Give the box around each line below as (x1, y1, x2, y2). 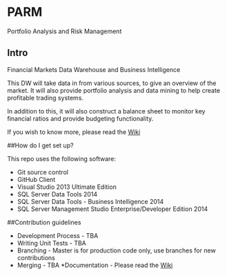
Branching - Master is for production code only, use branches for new (17, 246, 216, 255)
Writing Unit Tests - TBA (17, 239, 86, 247)
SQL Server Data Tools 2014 (17, 190, 98, 198)
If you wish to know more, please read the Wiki (7, 127, 141, 136)
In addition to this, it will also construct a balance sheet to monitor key (7, 107, 206, 115)
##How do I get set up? (7, 141, 74, 149)
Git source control (17, 167, 69, 176)
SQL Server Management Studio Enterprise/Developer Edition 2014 (17, 205, 208, 213)
